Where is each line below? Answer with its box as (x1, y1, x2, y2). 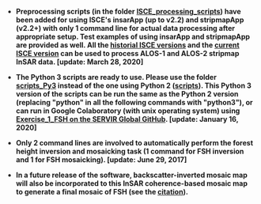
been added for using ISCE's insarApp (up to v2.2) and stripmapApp (15, 15, 244, 25)
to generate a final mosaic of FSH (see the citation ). (15, 187, 188, 196)
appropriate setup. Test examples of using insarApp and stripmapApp (15, 32, 251, 41)
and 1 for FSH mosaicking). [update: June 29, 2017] (15, 155, 187, 164)
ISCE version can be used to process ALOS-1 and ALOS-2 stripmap (15, 49, 240, 58)
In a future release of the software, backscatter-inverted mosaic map (15, 170, 248, 179)
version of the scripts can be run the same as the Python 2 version (15, 89, 239, 98)
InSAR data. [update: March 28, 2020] (15, 57, 144, 66)
